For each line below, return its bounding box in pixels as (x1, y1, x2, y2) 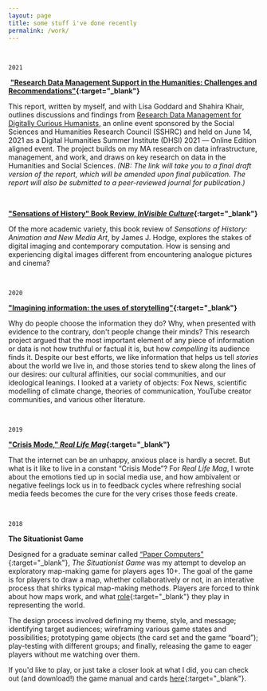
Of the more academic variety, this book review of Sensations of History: (8, 224, 248, 234)
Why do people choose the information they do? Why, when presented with (8, 318, 257, 328)
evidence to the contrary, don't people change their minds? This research (8, 327, 250, 337)
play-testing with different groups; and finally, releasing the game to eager (8, 642, 253, 651)
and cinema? (8, 259, 50, 268)
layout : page (8, 11, 52, 20)
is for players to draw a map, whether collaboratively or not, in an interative (8, 575, 255, 585)
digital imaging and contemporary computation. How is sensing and (8, 241, 231, 251)
